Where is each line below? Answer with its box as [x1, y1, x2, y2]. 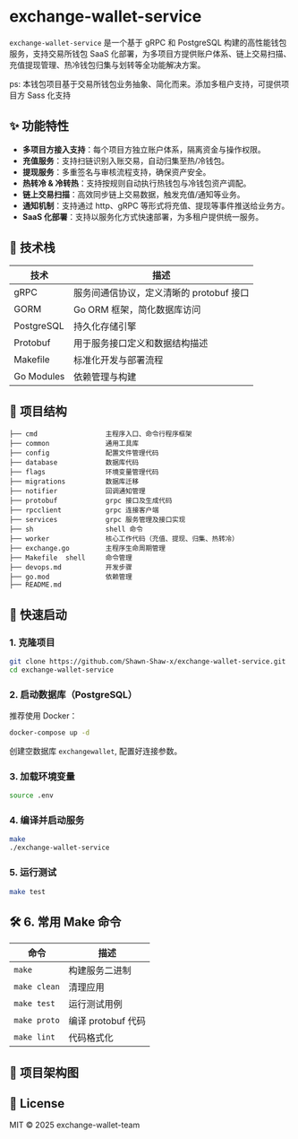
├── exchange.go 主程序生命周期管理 [9, 544, 166, 553]
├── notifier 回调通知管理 [9, 487, 146, 496]
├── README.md [9, 580, 63, 589]
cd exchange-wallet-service [9, 665, 115, 674]
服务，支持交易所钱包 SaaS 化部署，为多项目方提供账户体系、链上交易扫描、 [9, 48, 292, 59]
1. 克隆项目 [9, 636, 55, 648]
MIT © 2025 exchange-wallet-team [9, 1119, 140, 1131]
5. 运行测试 [9, 866, 57, 879]
